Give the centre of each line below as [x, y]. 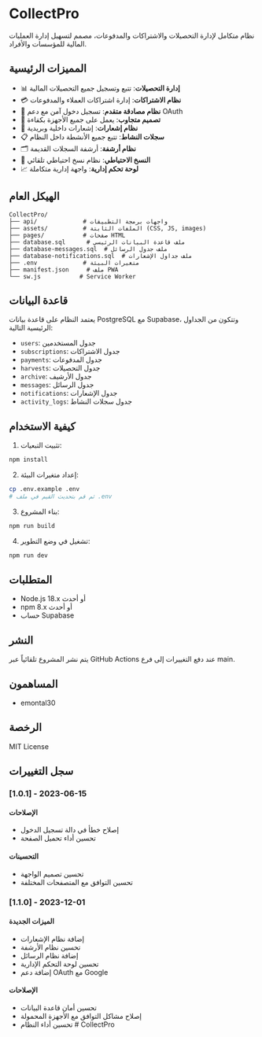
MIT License [29, 746]
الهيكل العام [34, 196]
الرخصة [26, 727]
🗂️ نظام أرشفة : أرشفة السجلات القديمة [78, 148]
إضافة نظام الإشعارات [52, 939]
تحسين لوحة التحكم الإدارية [59, 964]
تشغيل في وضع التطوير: [55, 541]
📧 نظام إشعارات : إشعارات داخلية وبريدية [79, 127]
